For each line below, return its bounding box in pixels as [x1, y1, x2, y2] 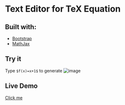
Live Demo [5, 82, 38, 90]
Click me [5, 95, 23, 101]
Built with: [5, 23, 36, 31]
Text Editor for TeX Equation [5, 3, 121, 15]
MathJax [12, 41, 30, 47]
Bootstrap [12, 35, 32, 41]
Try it [5, 55, 21, 63]
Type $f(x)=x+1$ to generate [5, 68, 62, 73]
